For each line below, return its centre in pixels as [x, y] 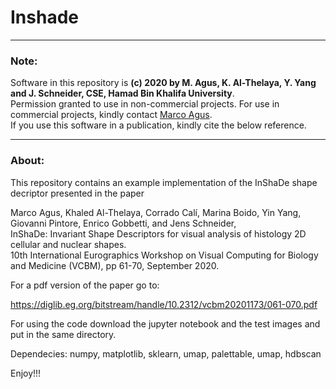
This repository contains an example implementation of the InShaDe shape [164, 182]
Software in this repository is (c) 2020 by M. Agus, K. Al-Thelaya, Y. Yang [163, 83]
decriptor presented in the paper [77, 193]
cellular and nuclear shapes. [68, 244]
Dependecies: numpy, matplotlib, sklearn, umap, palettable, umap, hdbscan [166, 353]
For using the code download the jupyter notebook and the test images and [165, 323]
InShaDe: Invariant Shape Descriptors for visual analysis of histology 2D [158, 233]
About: [27, 161]
